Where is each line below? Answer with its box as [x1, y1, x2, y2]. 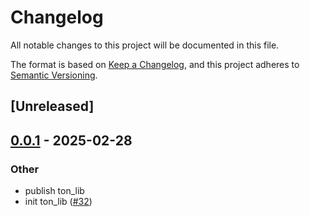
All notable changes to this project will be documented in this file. [10, 39, 280, 51]
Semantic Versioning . [10, 69, 98, 81]
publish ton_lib [24, 185, 85, 197]
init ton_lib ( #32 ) [24, 196, 93, 208]
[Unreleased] [10, 98, 95, 115]
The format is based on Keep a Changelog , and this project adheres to [10, 58, 300, 70]
